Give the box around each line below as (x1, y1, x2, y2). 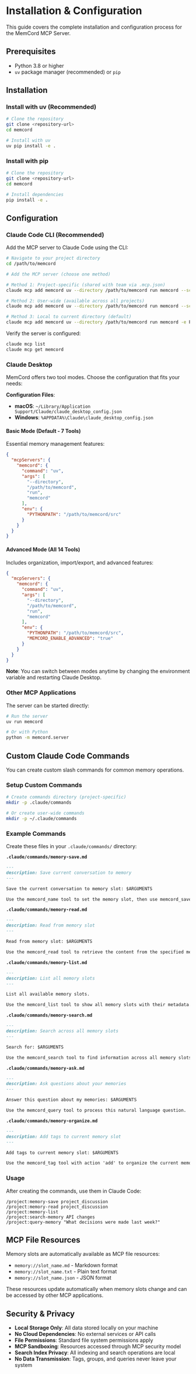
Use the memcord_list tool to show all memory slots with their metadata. (6, 1002, 192, 1008)
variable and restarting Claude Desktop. (6, 674, 102, 681)
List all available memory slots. (6, 991, 90, 997)
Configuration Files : (6, 391, 55, 398)
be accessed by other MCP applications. (6, 1292, 104, 1299)
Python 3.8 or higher (14, 62, 64, 69)
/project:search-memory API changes (6, 1214, 95, 1220)
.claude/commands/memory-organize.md (6, 1118, 98, 1124)
